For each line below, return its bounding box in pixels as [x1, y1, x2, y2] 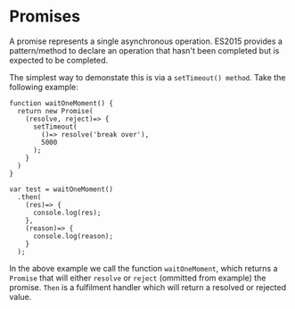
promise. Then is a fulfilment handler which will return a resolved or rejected [9, 281, 287, 292]
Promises [9, 6, 81, 27]
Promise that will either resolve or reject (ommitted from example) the [9, 272, 266, 283]
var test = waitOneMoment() [9, 185, 114, 194]
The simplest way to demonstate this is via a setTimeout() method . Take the [9, 71, 286, 82]
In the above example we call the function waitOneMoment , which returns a [9, 263, 278, 273]
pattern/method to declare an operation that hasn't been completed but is [9, 45, 280, 55]
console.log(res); [32, 208, 102, 217]
